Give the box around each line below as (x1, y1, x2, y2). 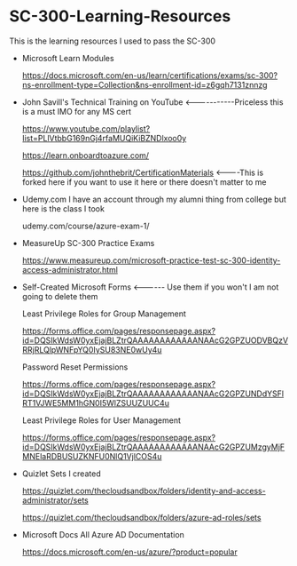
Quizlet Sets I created (21, 468, 101, 479)
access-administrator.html (21, 264, 118, 275)
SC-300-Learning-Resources (9, 6, 231, 27)
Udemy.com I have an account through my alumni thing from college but (21, 194, 286, 204)
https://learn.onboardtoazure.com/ (21, 149, 149, 161)
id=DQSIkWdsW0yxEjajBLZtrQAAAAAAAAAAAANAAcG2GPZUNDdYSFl (21, 388, 285, 399)
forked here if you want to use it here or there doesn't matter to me (21, 176, 267, 187)
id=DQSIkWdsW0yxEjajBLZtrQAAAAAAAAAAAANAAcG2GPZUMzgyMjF (21, 442, 285, 452)
